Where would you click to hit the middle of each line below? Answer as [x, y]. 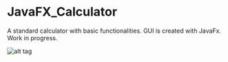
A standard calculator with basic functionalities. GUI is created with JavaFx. [114, 31]
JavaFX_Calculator [62, 12]
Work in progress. [32, 37]
